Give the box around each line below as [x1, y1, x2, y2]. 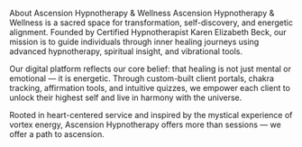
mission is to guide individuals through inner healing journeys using [9, 36, 260, 47]
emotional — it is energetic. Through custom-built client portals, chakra [9, 73, 275, 84]
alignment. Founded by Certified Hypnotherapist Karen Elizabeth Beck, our [9, 27, 287, 37]
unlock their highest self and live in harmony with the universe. [9, 92, 243, 103]
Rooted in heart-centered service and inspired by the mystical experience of [9, 110, 293, 120]
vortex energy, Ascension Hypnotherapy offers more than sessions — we [9, 119, 281, 130]
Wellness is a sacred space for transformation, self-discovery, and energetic [9, 17, 293, 28]
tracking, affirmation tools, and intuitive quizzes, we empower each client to [9, 83, 291, 93]
